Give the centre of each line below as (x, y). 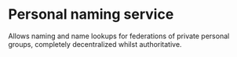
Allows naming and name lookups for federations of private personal (119, 36)
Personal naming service (91, 14)
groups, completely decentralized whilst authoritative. (95, 44)
